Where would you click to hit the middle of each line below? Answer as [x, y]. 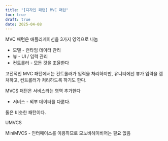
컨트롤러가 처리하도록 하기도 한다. [53, 80]
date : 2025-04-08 [24, 24]
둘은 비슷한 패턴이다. [26, 112]
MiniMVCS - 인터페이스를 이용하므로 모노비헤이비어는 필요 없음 [68, 133]
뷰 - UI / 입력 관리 [30, 57]
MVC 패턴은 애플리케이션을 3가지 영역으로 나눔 [52, 39]
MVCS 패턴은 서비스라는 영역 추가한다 [43, 91]
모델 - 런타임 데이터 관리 [37, 50]
